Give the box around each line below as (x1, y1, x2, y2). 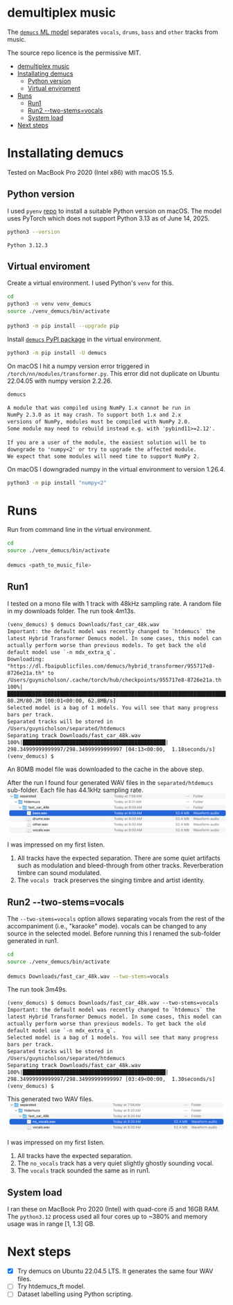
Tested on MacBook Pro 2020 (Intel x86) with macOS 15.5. (7, 168, 175, 176)
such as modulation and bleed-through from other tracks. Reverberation (17, 861, 224, 870)
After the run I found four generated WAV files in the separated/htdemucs (7, 778, 214, 786)
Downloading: (7, 655, 45, 663)
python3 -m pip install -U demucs (7, 349, 107, 356)
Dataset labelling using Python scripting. (17, 1290, 133, 1298)
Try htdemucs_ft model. (17, 1282, 85, 1290)
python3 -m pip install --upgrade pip (7, 322, 119, 329)
